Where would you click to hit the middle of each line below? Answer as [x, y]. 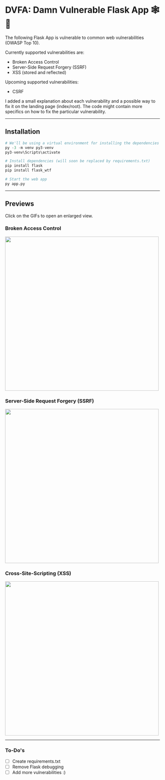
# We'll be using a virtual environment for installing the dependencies [82, 143]
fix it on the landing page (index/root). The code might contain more [74, 106]
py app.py [15, 184]
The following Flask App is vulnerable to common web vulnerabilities [74, 37]
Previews [20, 204]
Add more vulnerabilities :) [39, 772]
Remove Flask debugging [38, 767]
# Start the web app [26, 179]
